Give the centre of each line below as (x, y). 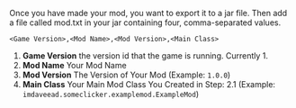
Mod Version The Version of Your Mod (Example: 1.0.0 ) (126, 75)
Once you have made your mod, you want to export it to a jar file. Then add (148, 13)
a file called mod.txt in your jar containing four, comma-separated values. (145, 22)
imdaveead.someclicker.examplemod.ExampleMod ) (111, 94)
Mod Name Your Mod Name (75, 65)
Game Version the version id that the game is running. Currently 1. (145, 56)
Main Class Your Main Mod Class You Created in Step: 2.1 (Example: (149, 84)
